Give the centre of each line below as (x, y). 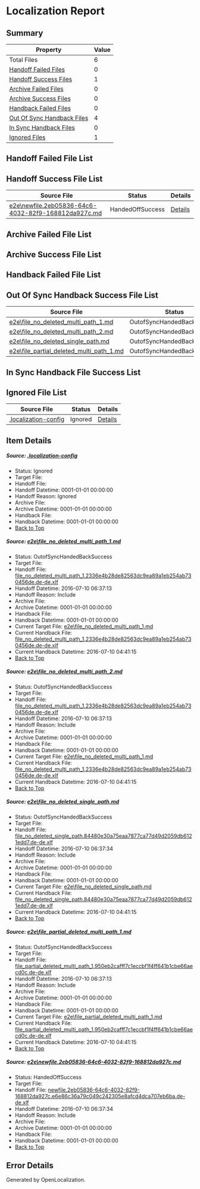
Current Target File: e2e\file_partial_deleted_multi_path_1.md (88, 1017)
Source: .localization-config (42, 456)
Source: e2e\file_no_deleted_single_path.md (63, 802)
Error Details (30, 1165)
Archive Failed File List (49, 234)
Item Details (29, 441)
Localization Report (56, 11)
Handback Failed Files (40, 108)
